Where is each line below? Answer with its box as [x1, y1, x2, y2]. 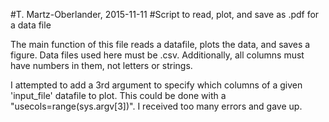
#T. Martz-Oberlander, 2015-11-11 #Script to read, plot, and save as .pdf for [10, 9, 320, 20]
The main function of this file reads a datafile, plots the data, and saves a [10, 39, 311, 50]
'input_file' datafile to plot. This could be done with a [10, 90, 227, 101]
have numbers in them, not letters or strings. [10, 60, 193, 71]
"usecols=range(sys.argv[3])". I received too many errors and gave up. [10, 100, 303, 112]
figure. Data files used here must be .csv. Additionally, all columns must [10, 49, 305, 61]
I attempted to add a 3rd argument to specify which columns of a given [10, 79, 303, 91]
